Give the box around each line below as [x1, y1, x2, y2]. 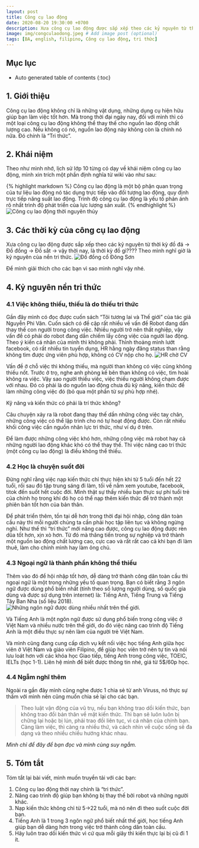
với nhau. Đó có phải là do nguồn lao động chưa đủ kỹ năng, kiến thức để [6, 381, 185, 388]
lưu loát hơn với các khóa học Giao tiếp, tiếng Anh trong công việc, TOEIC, [6, 652, 188, 659]
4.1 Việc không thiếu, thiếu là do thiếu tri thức [6, 300, 139, 308]
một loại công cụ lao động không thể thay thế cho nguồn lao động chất [6, 119, 179, 126]
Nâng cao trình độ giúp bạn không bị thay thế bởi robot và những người [14, 792, 188, 799]
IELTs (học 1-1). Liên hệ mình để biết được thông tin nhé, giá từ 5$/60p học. [6, 658, 190, 665]
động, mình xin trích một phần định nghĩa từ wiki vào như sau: [6, 171, 157, 178]
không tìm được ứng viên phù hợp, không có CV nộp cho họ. [6, 351, 154, 358]
